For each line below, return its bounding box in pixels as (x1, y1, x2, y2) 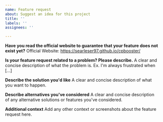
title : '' (5, 16, 25, 21)
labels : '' (5, 20, 27, 26)
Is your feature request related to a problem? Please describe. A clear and (5, 57, 157, 63)
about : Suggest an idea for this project (5, 12, 91, 17)
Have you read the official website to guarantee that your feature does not (5, 43, 158, 49)
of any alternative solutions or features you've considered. (5, 97, 123, 103)
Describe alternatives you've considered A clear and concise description (5, 92, 155, 98)
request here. (5, 111, 32, 117)
